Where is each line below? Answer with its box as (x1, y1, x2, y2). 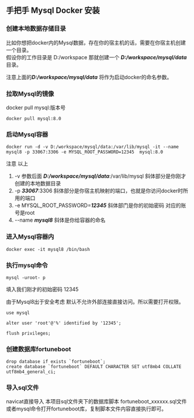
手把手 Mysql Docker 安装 (6, 5, 101, 16)
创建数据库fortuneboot (6, 345, 71, 353)
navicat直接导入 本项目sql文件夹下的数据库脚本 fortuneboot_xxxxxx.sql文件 (6, 398, 187, 405)
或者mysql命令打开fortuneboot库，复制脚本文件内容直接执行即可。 (6, 405, 167, 412)
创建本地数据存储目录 (6, 25, 66, 33)
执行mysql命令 (6, 261, 48, 269)
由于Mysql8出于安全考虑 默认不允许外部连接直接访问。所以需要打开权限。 (6, 298, 184, 305)
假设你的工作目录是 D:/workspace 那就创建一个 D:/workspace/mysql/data (6, 53, 187, 60)
